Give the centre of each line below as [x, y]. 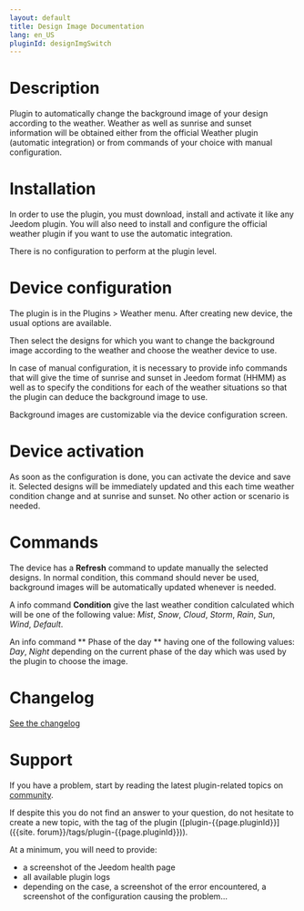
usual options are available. [61, 323]
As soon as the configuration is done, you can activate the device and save [150, 476]
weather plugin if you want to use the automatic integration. [122, 234]
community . [32, 794]
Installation [53, 189]
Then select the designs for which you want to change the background [142, 341]
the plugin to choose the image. [69, 660]
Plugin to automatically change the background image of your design [139, 114]
